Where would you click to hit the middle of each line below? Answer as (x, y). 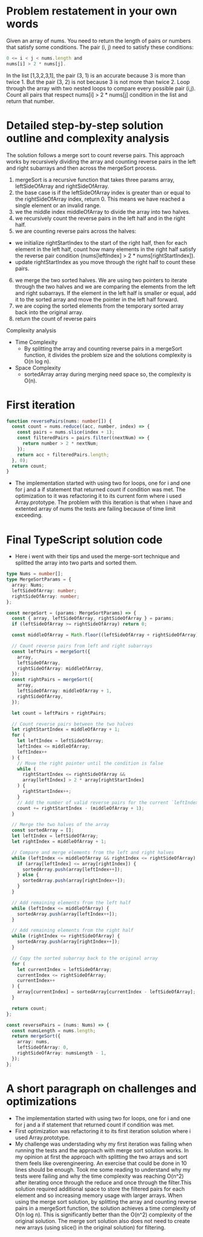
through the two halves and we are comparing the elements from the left (105, 286)
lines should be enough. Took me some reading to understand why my (103, 1169)
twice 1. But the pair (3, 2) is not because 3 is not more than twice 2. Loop (98, 82)
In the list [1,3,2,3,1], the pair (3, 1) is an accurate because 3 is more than (96, 75)
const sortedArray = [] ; (43, 830)
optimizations (42, 1101)
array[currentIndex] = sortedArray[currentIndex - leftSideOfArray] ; (107, 992)
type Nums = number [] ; (35, 574)
